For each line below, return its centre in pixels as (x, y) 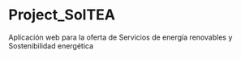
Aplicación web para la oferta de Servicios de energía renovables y (120, 37)
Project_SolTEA (62, 15)
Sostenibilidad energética (51, 45)
